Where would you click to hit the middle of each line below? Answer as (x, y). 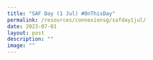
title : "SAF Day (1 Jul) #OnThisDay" (61, 13)
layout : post (26, 33)
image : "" (21, 46)
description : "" (30, 39)
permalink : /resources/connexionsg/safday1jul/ (77, 20)
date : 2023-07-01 (32, 26)
